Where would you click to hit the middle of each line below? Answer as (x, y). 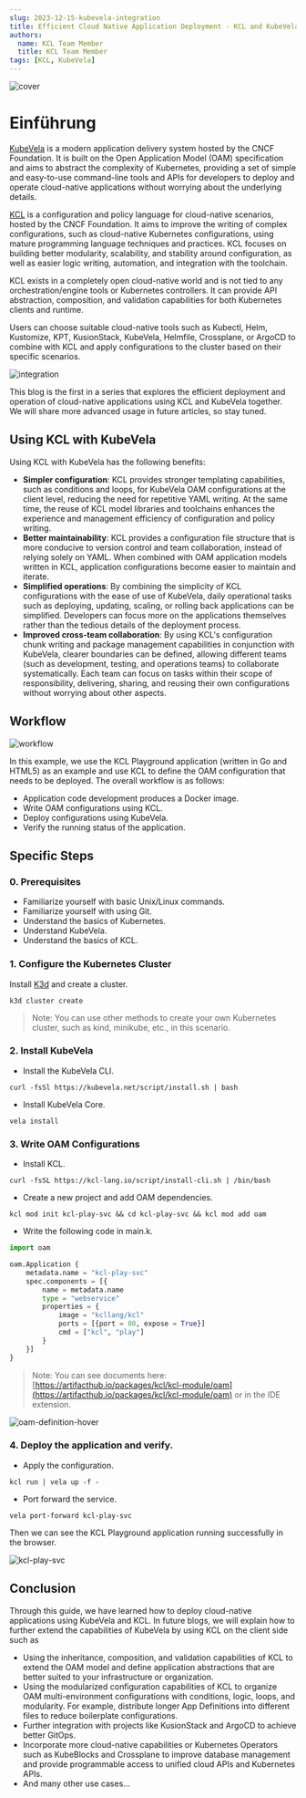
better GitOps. (49, 1735)
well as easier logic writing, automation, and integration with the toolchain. (149, 263)
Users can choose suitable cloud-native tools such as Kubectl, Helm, (138, 327)
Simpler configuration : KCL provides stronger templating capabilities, (153, 479)
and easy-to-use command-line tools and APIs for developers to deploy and (152, 177)
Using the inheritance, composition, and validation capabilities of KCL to (158, 1658)
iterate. (36, 577)
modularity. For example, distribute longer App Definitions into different (156, 1706)
